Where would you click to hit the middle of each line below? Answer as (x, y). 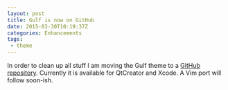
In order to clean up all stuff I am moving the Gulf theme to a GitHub (104, 65)
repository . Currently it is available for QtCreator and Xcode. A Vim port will (114, 73)
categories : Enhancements (44, 33)
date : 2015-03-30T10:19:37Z (48, 26)
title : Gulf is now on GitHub (51, 20)
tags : (15, 39)
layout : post (26, 13)
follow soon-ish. (30, 80)
